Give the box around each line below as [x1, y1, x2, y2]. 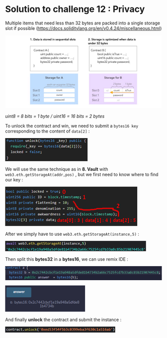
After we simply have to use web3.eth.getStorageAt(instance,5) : [5, 231, 139, 237]
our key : [5, 177, 23, 183]
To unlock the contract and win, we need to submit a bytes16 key [5, 123, 138, 129]
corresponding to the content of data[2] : [5, 128, 90, 134]
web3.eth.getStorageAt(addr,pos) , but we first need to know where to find [5, 171, 159, 177]
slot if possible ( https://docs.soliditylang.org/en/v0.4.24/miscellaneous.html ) [5, 25, 162, 31]
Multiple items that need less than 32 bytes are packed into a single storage [5, 20, 161, 26]
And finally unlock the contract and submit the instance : [5, 317, 122, 323]
